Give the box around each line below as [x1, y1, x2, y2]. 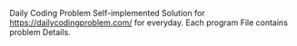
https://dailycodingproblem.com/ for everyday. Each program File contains [9, 17, 289, 28]
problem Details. [9, 27, 71, 37]
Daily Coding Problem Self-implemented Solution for [9, 8, 206, 18]
